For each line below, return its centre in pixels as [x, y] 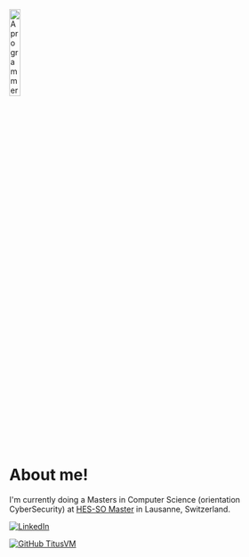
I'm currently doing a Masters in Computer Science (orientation [125, 499]
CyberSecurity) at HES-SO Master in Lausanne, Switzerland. [120, 509]
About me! [49, 475]
